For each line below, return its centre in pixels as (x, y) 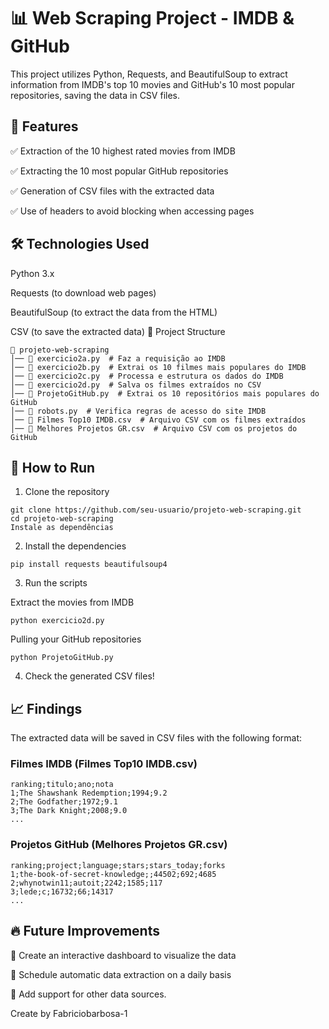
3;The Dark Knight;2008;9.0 (69, 811)
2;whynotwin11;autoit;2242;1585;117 (86, 883)
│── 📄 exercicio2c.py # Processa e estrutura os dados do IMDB (147, 376)
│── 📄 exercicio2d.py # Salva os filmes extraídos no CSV (136, 385)
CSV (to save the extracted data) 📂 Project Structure (118, 331)
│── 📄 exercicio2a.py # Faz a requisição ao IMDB (118, 358)
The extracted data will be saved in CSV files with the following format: (156, 738)
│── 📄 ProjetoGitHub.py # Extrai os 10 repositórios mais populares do (165, 393)
